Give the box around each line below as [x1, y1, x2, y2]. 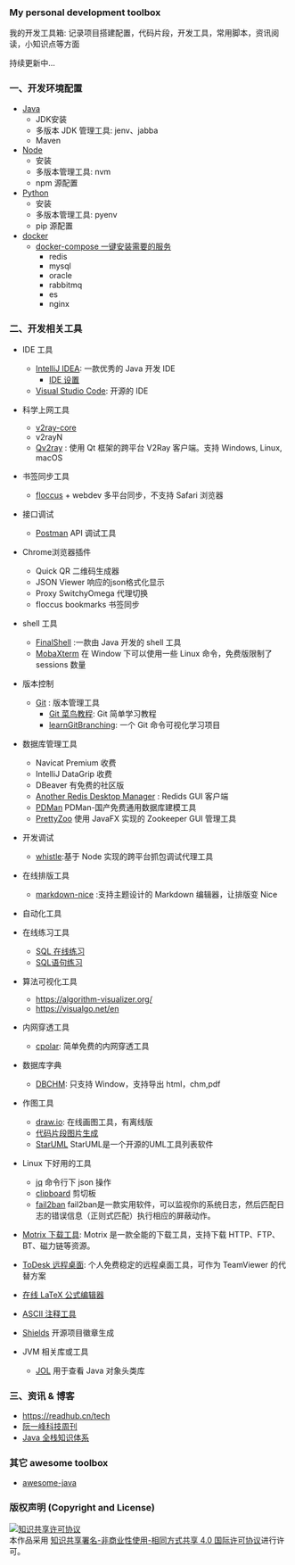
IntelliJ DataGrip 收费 [35, 768, 113, 779]
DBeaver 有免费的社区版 [35, 779, 125, 791]
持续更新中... [9, 58, 56, 69]
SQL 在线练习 [35, 946, 86, 956]
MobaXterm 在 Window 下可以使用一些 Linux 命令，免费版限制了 [35, 648, 273, 658]
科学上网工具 [21, 404, 70, 415]
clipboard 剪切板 [35, 1188, 96, 1198]
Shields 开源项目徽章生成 [21, 1327, 114, 1337]
